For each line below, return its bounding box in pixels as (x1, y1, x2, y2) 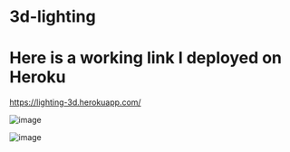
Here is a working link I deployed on (9, 48, 283, 69)
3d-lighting (9, 6, 97, 27)
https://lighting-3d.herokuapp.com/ (9, 97, 142, 108)
